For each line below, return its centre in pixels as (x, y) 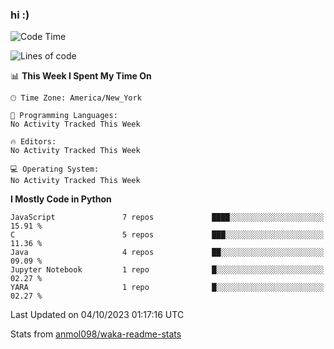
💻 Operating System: (55, 169)
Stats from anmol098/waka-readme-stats (96, 334)
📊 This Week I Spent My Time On (81, 76)
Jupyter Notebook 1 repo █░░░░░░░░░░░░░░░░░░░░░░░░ (167, 270)
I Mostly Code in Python (61, 199)
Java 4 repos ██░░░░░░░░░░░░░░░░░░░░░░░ (167, 253)
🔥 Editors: (33, 142)
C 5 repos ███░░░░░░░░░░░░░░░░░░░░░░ (167, 235)
